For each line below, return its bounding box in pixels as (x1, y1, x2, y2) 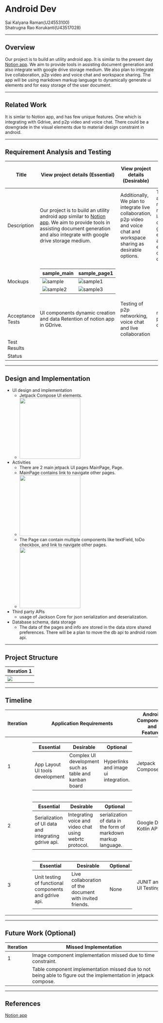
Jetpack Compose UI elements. (19, 393, 82, 399)
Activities (12, 459, 31, 465)
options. (120, 253, 139, 259)
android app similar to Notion (39, 213, 106, 220)
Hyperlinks (103, 758, 129, 765)
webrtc (68, 836, 84, 842)
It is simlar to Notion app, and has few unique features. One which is (5, 113, 142, 120)
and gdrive (34, 892, 59, 898)
